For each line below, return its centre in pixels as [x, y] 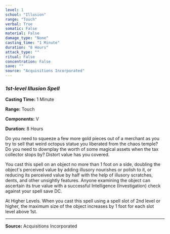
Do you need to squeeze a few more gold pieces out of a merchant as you [82, 139]
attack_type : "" [22, 52]
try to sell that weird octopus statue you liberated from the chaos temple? [82, 144]
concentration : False [28, 62]
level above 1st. [21, 212]
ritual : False [20, 57]
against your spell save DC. [34, 191]
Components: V [22, 119]
